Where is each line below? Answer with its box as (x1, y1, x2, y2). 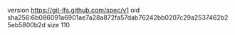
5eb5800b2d (7, 21, 46, 29)
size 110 (47, 21, 70, 29)
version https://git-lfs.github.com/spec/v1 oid (7, 6, 140, 14)
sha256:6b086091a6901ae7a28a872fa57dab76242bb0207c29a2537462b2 (7, 13, 229, 22)
